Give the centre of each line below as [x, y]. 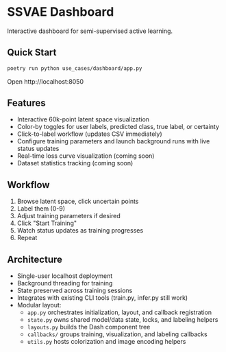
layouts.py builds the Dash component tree [89, 327]
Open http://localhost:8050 [46, 81]
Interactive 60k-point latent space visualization [83, 119]
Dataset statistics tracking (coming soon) [75, 163]
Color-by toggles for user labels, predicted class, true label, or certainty [118, 127]
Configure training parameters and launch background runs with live [113, 141]
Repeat [27, 238]
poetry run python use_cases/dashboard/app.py [75, 68]
